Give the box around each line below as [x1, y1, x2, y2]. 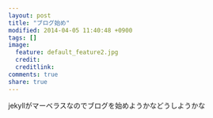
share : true [8, 78, 48, 86]
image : [8, 41, 30, 49]
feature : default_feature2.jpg [15, 48, 119, 56]
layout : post [8, 11, 51, 20]
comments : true [8, 70, 59, 78]
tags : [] [8, 33, 37, 42]
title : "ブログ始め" [8, 19, 70, 27]
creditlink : [15, 63, 55, 71]
